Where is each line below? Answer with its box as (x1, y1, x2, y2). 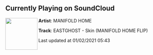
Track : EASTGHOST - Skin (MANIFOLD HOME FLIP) (38, 28, 148, 34)
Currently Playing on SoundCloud (5, 4, 115, 13)
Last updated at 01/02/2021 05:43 (38, 37, 110, 43)
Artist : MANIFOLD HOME (38, 17, 92, 23)
